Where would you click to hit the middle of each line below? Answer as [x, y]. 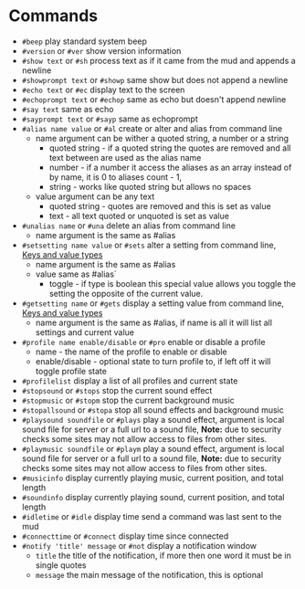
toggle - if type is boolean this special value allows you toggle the [173, 283]
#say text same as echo [68, 109]
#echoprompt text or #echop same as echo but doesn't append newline [154, 99]
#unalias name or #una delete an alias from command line [129, 226]
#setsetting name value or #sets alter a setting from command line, [149, 245]
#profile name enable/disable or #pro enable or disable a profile [143, 342]
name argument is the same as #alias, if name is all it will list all [154, 322]
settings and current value [84, 332]
